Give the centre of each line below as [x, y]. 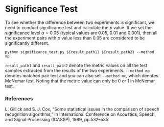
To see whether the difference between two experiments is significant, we [80, 22]
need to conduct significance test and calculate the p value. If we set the [78, 27]
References [19, 98]
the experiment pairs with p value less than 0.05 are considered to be [75, 38]
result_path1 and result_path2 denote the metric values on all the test [76, 65]
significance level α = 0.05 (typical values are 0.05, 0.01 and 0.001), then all [81, 33]
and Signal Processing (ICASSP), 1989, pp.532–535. [57, 120]
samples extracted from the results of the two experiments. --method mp [78, 70]
